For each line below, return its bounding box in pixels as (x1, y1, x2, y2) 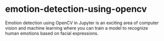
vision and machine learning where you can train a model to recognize (5, 25, 148, 31)
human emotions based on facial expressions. (5, 30, 99, 36)
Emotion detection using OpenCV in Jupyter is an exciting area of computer (5, 20, 159, 26)
